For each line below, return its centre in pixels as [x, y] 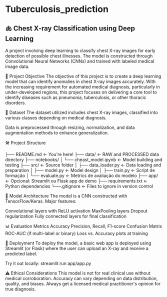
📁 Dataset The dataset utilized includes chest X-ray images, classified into [82, 112]
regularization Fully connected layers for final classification [66, 216]
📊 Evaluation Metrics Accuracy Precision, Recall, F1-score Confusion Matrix [84, 226]
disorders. [16, 103]
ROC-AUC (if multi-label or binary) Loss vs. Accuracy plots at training [77, 233]
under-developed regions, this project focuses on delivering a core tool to [81, 92]
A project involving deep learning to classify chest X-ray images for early [80, 50]
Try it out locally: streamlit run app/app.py [48, 263]
